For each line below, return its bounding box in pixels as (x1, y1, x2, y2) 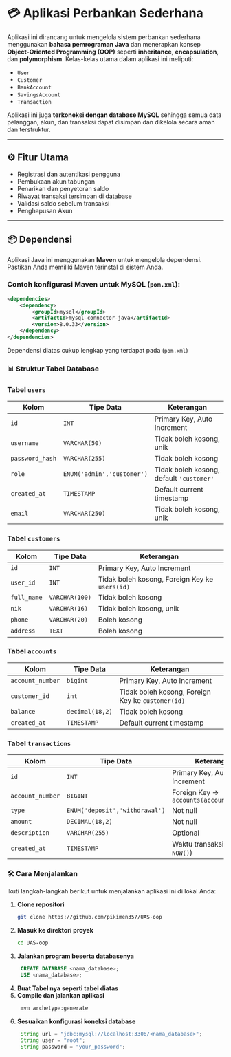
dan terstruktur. (7, 125, 52, 133)
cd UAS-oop (16, 939, 49, 946)
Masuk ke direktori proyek (16, 926, 94, 935)
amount (10, 818, 32, 826)
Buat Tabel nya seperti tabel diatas (16, 984, 119, 992)
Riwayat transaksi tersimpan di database (16, 192, 132, 200)
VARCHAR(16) (49, 604, 88, 612)
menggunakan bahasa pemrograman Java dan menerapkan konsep (7, 40, 201, 48)
